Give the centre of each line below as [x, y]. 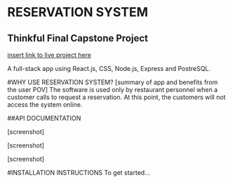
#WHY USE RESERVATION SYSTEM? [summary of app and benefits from [113, 82]
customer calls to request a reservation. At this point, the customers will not [116, 97]
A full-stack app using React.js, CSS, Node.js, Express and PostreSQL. [109, 68]
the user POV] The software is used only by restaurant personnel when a [113, 90]
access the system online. [45, 105]
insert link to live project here [49, 55]
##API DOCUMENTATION [44, 118]
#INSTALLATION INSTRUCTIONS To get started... [79, 172]
